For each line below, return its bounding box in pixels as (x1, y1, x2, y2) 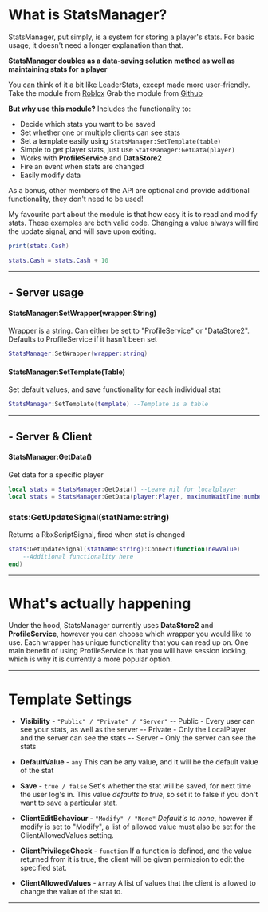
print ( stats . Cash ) (8, 242, 69, 250)
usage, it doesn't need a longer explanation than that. (8, 40, 183, 49)
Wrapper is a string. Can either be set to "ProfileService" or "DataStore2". (8, 326, 250, 336)
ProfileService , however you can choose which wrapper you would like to (8, 629, 252, 639)
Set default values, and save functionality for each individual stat (8, 385, 221, 394)
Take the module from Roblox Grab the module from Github (8, 88, 203, 97)
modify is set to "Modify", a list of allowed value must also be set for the (19, 822, 257, 831)
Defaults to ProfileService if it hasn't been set (8, 334, 158, 344)
